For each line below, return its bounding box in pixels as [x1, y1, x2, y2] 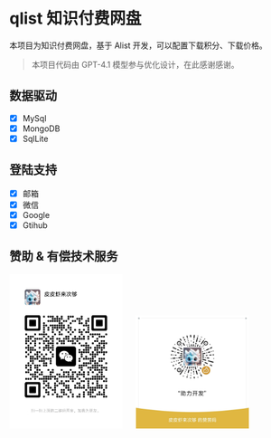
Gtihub [22, 219, 48, 231]
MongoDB [22, 123, 61, 134]
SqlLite [22, 133, 49, 144]
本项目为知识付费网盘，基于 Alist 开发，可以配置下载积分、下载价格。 [9, 40, 268, 51]
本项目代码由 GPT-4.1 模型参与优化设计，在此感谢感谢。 [31, 59, 239, 70]
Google [22, 209, 51, 220]
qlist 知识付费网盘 [9, 8, 142, 29]
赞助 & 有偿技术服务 [9, 249, 119, 264]
